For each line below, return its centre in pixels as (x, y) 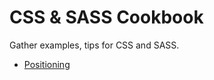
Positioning (47, 64)
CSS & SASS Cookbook (106, 17)
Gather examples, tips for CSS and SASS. (94, 45)
